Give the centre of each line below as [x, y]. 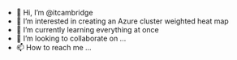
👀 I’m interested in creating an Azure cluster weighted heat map [122, 21]
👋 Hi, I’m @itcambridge [54, 13]
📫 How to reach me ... [54, 47]
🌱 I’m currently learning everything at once [88, 30]
